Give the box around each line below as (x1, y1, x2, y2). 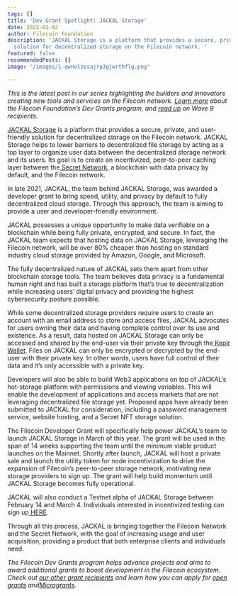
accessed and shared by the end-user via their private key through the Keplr (7, 338, 230, 347)
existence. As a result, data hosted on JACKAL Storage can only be (7, 331, 204, 339)
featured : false (7, 50, 55, 57)
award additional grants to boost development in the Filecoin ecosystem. (7, 565, 221, 574)
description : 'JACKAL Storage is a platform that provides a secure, (7, 37, 217, 44)
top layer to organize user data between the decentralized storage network (7, 148, 227, 156)
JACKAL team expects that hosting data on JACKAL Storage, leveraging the (7, 236, 229, 244)
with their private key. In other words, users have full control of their (22, 353, 220, 362)
